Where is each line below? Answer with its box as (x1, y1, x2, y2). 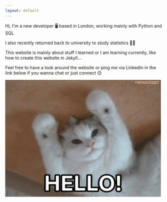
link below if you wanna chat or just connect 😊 (5, 70, 102, 76)
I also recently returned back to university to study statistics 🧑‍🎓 (5, 40, 136, 46)
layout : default (5, 8, 39, 13)
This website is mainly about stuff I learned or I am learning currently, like (5, 49, 156, 55)
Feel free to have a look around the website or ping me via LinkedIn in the (5, 64, 156, 70)
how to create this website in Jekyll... (5, 55, 81, 61)
